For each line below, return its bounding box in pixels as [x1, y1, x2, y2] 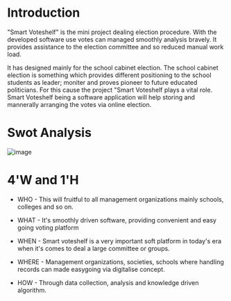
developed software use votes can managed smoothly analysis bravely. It [7, 35, 217, 43]
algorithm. [17, 286, 46, 294]
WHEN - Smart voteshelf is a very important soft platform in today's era [17, 236, 222, 245]
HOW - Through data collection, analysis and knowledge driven [17, 278, 199, 286]
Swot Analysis [7, 125, 92, 140]
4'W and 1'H [7, 172, 79, 188]
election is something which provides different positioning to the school [7, 71, 212, 79]
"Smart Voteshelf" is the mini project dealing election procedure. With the [7, 28, 217, 36]
